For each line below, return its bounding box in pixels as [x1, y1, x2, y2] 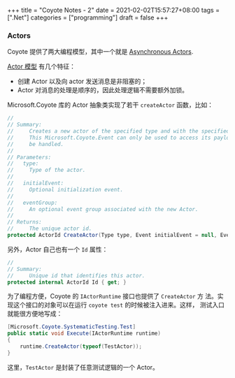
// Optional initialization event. [7, 186, 124, 193]
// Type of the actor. [7, 167, 86, 174]
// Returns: [7, 219, 42, 226]
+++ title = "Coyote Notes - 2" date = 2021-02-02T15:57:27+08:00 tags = [7, 6, 220, 14]
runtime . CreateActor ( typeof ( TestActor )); [20, 343, 142, 350]
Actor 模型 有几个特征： [7, 62, 76, 71]
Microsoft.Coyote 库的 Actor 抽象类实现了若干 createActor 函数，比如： [7, 101, 214, 109]
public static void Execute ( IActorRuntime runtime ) [7, 330, 161, 337]
